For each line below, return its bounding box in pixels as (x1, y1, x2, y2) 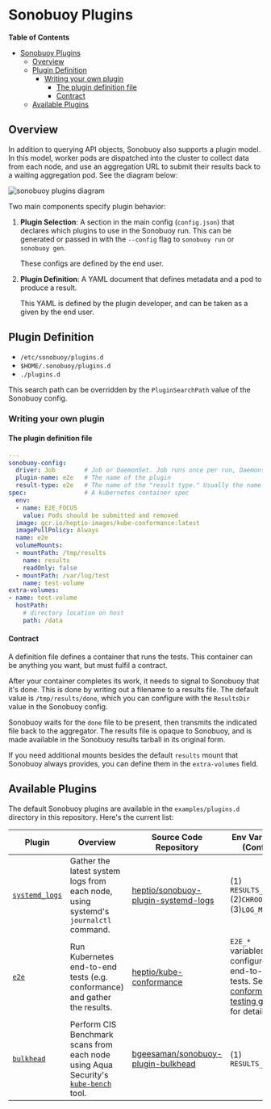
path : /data (23, 616, 63, 624)
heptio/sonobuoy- (131, 884, 202, 896)
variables (229, 945, 265, 956)
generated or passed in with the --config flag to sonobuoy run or (19, 234, 235, 244)
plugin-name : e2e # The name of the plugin (15, 474, 172, 482)
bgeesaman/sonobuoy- (131, 1048, 223, 1059)
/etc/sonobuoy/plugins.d (19, 353, 104, 361)
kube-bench (69, 1079, 112, 1088)
